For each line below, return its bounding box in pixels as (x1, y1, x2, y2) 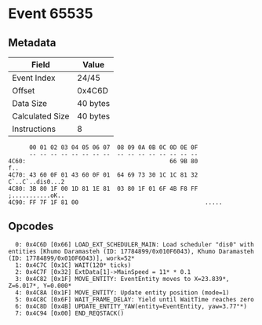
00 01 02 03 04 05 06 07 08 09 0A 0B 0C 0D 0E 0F (28, 144, 198, 152)
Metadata (8, 36, 56, 49)
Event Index (12, 72, 56, 83)
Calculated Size (12, 111, 70, 122)
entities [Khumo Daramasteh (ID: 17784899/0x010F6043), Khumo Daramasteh (8, 247, 255, 255)
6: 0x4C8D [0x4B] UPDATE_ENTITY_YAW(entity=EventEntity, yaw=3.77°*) (15, 302, 247, 310)
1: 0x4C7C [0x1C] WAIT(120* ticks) (15, 261, 132, 269)
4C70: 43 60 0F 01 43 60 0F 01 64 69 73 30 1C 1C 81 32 (8, 171, 198, 179)
